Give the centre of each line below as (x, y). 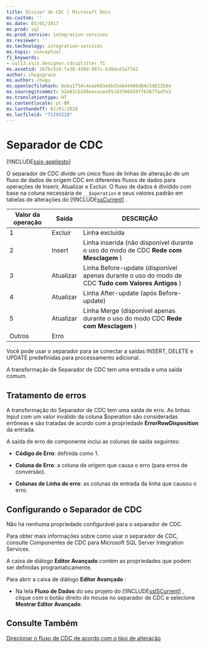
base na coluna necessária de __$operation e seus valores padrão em (95, 193)
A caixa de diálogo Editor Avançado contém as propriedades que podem (99, 560)
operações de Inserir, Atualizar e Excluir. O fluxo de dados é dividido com (99, 187)
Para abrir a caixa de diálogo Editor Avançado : (67, 579)
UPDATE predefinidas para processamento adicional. (73, 358)
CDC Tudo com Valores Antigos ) (132, 284)
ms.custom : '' (25, 18)
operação (28, 222)
